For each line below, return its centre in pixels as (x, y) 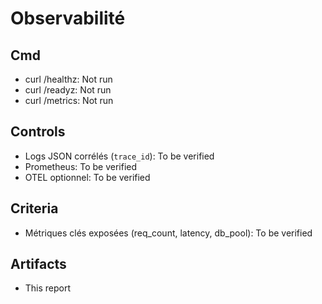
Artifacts (38, 264)
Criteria (34, 208)
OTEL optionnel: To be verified (87, 177)
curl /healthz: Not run (68, 79)
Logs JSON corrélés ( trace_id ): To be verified (119, 156)
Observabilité (68, 18)
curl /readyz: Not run (68, 90)
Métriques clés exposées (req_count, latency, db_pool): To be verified (168, 233)
